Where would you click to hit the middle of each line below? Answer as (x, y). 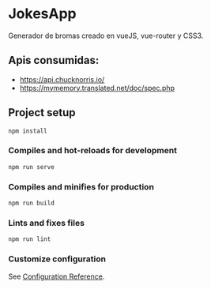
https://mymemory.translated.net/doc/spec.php (97, 88)
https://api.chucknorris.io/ (62, 79)
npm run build (32, 203)
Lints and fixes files (47, 223)
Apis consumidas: (54, 60)
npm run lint (30, 239)
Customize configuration (57, 259)
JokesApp (42, 14)
